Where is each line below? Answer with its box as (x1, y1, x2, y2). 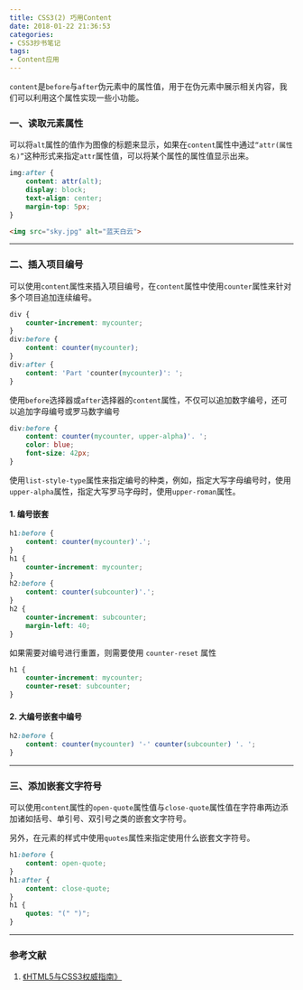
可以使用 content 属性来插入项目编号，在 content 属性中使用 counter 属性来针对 (9, 281, 292, 291)
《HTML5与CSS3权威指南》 (22, 971, 123, 982)
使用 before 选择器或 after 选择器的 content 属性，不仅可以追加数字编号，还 (9, 394, 280, 405)
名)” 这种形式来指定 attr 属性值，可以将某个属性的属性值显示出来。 (9, 151, 254, 162)
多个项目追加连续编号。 (9, 291, 96, 302)
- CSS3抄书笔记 (9, 38, 61, 48)
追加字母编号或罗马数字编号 (16, 405, 120, 416)
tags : (9, 47, 30, 56)
